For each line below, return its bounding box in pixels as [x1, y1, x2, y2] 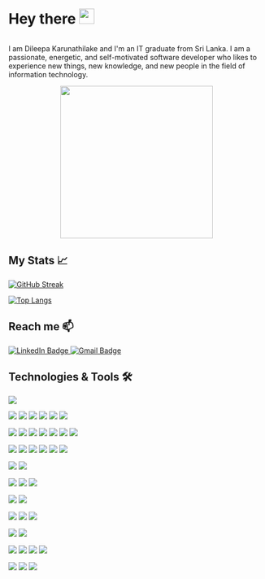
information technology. [8, 69, 89, 79]
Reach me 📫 [8, 320, 75, 333]
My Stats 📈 [8, 254, 68, 268]
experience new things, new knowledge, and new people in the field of [8, 61, 245, 71]
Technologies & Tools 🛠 [8, 370, 132, 384]
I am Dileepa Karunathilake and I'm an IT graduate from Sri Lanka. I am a [8, 43, 250, 53]
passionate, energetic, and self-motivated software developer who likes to [8, 52, 258, 62]
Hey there [8, 10, 76, 28]
